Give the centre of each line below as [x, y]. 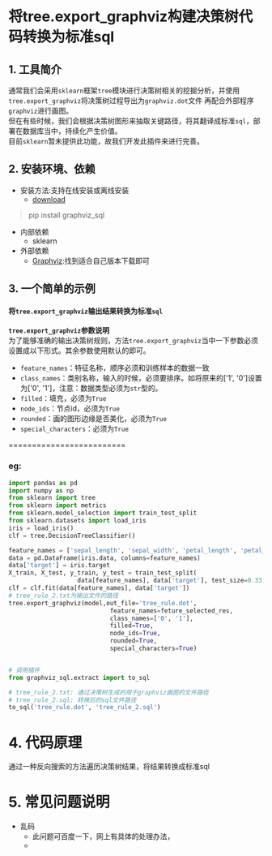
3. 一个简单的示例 [52, 289]
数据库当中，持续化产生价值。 [72, 131]
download [49, 199]
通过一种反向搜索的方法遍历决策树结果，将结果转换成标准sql [109, 767]
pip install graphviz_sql [66, 215]
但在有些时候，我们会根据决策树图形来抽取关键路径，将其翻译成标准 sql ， [131, 121]
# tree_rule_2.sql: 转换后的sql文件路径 [72, 700]
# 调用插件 [24, 670]
